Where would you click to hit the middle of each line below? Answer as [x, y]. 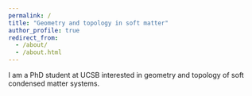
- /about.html [39, 52]
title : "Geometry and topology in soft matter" [89, 23]
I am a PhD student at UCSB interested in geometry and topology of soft [126, 75]
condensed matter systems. [54, 83]
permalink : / [30, 15]
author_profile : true [44, 30]
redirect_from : [33, 38]
